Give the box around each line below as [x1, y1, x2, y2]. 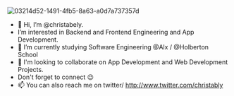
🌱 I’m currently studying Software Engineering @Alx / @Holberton [17, 43, 209, 51]
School [17, 50, 39, 59]
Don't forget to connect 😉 [17, 73, 94, 81]
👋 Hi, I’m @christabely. [17, 20, 83, 28]
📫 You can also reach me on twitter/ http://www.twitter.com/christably [17, 81, 223, 89]
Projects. [17, 66, 44, 73]
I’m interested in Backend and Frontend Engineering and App [17, 28, 195, 36]
